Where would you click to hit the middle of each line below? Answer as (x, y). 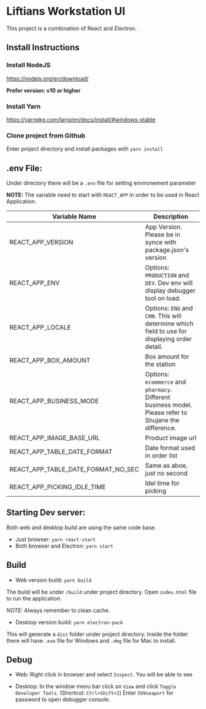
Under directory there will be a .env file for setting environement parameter (101, 183)
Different (158, 397)
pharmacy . (158, 390)
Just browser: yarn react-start (55, 539)
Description (171, 217)
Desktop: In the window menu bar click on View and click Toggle (96, 686)
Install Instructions (43, 48)
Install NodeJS (29, 65)
